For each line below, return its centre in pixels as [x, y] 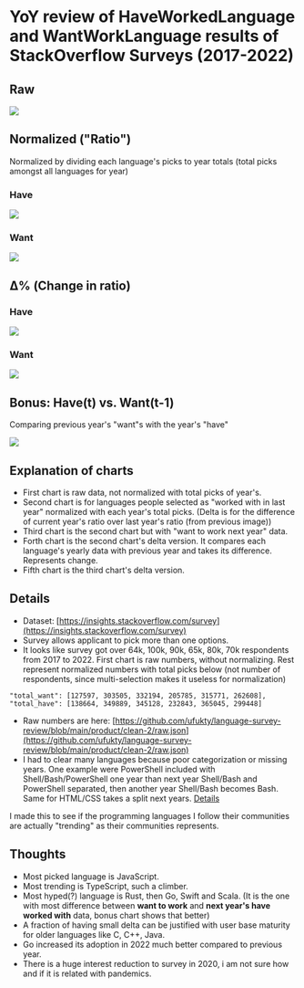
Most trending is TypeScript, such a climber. [105, 886]
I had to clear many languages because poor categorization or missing [155, 759]
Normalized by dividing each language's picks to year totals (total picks [143, 161]
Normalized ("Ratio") [71, 139]
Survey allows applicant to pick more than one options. [126, 640]
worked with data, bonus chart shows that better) [116, 915]
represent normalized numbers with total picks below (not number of [152, 669]
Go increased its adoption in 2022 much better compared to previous [152, 944]
